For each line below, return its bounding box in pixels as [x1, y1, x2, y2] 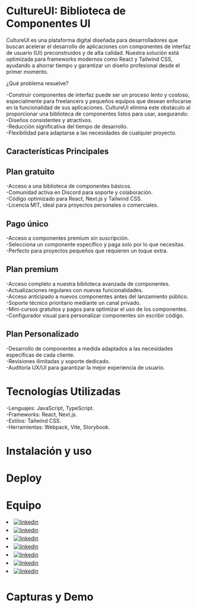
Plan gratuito [6, 167, 55, 177]
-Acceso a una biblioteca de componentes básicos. [6, 183, 132, 190]
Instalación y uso [6, 444, 92, 458]
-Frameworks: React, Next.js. [6, 411, 77, 418]
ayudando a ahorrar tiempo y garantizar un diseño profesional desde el [6, 61, 180, 69]
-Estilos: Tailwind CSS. [6, 417, 61, 424]
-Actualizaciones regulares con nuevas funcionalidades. [6, 286, 144, 293]
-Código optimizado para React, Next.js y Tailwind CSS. [6, 195, 142, 202]
